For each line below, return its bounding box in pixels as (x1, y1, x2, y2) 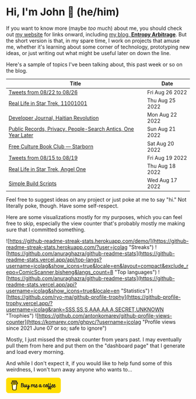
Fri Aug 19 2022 (147, 154, 187, 161)
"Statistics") (120, 287, 150, 294)
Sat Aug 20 (147, 140, 174, 147)
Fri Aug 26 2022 (147, 88, 187, 96)
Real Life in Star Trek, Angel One (8, 165, 86, 172)
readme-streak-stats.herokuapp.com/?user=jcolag (6, 243, 128, 251)
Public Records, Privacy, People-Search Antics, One (8, 125, 134, 132)
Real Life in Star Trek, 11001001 (8, 100, 87, 107)
